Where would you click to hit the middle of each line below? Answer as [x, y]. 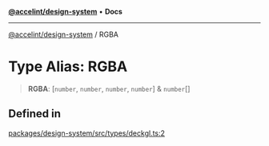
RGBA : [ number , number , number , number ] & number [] [109, 89]
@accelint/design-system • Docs [65, 12]
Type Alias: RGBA [68, 67]
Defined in [35, 114]
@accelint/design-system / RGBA [63, 34]
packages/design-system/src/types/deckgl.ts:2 [87, 133]
